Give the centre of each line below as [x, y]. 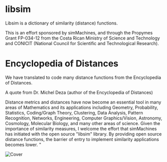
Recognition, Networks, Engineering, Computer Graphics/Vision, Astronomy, [84, 118]
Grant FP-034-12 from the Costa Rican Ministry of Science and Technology [82, 38]
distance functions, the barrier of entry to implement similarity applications [82, 139]
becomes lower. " [23, 144]
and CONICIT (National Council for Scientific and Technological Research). [82, 43]
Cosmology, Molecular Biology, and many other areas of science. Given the [83, 123]
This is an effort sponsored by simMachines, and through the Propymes [79, 32]
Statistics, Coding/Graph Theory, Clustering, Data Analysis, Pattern [74, 112]
